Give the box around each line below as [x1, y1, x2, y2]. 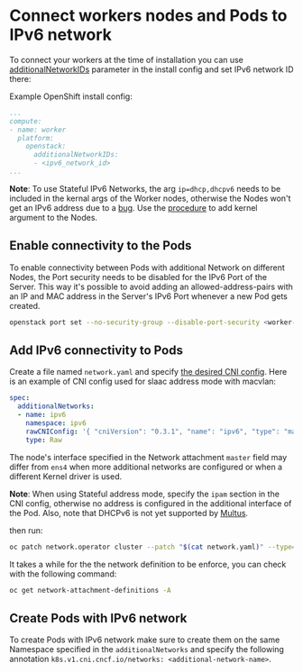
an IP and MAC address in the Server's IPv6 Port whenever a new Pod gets [9, 290, 289, 302]
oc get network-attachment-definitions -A [9, 586, 171, 595]
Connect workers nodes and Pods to [9, 5, 288, 26]
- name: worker [9, 125, 67, 134]
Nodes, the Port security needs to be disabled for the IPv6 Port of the [9, 271, 268, 282]
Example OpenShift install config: [9, 91, 133, 102]
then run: [9, 524, 43, 536]
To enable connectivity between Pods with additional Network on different [9, 262, 286, 273]
